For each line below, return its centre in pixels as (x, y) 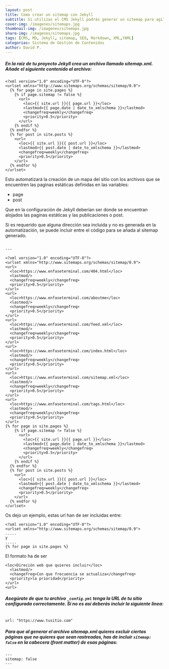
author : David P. (23, 48)
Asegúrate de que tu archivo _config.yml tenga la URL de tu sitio (74, 598)
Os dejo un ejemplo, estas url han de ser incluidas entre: (64, 515)
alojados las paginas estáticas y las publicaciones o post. (65, 215)
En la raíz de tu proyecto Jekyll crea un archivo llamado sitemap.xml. (79, 64)
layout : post (19, 10)
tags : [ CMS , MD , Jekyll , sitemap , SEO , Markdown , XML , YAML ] (70, 38)
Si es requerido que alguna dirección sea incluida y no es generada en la (80, 225)
